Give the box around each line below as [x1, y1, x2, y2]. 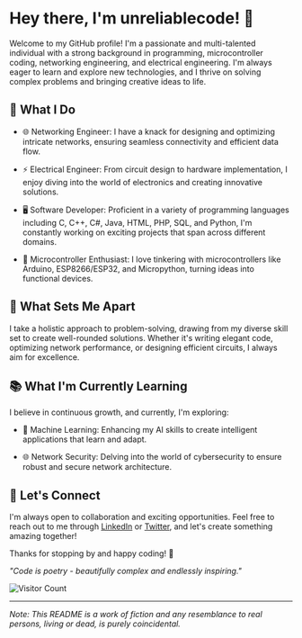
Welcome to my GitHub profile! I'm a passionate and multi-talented [9, 38, 256, 49]
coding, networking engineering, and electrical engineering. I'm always [9, 57, 272, 67]
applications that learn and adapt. [22, 434, 147, 445]
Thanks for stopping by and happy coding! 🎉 [9, 548, 174, 559]
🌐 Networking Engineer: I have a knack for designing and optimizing [22, 126, 276, 137]
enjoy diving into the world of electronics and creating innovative [22, 176, 263, 187]
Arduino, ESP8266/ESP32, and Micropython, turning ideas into [22, 263, 254, 274]
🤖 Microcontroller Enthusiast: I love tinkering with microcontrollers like [22, 254, 281, 265]
